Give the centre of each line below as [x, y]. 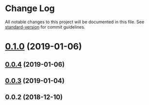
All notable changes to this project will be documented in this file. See [75, 22]
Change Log [30, 8]
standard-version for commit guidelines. [45, 27]
